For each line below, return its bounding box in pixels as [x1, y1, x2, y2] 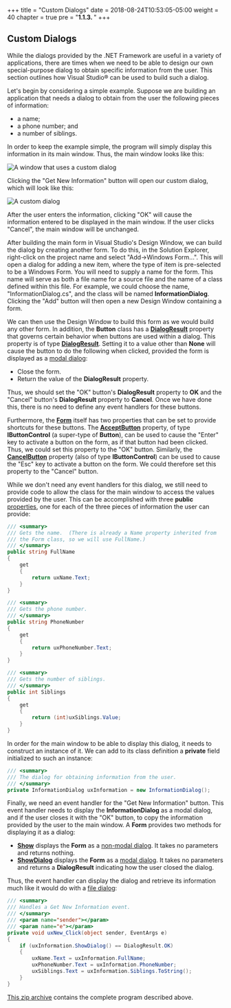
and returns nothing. [16, 849, 76, 857]
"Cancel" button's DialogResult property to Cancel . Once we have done [7, 395, 212, 403]
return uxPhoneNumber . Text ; [32, 644, 112, 651]
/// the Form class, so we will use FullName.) [7, 536, 146, 543]
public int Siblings [7, 688, 67, 696]
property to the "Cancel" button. [7, 467, 99, 475]
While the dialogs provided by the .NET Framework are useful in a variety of [7, 51, 222, 59]
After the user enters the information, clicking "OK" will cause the [7, 210, 192, 219]
